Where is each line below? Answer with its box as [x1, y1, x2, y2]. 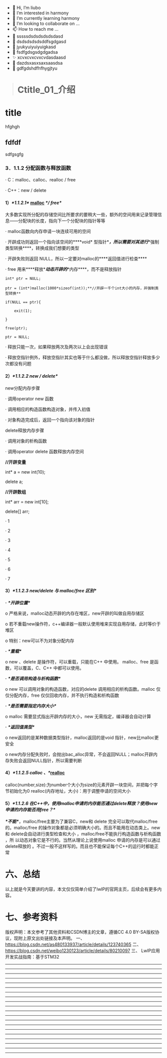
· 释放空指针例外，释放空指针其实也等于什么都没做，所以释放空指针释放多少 [5, 354, 160, 360]
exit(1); [14, 309, 32, 314]
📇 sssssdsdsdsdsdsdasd [12, 33, 64, 39]
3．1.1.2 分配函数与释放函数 [5, 164, 71, 171]
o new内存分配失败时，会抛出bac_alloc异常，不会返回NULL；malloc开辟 [5, 751, 154, 757]
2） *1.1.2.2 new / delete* [5, 373, 58, 379]
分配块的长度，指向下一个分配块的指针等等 [18, 218, 105, 224]
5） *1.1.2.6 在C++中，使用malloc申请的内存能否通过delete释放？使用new [5, 800, 158, 806]
